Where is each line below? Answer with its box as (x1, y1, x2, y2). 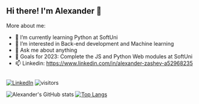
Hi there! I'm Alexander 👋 (6, 6, 102, 16)
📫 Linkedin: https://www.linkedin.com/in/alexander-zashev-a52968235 (14, 60, 194, 67)
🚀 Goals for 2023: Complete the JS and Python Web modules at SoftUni (14, 52, 193, 60)
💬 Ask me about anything (14, 46, 78, 54)
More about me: (6, 22, 46, 29)
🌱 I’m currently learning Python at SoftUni (14, 34, 118, 41)
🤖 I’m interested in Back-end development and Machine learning (14, 40, 174, 47)
